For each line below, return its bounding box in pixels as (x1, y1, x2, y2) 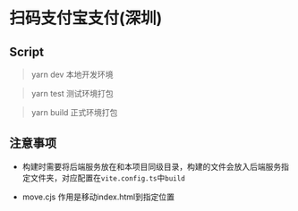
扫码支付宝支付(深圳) (9, 8, 163, 29)
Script (9, 44, 45, 59)
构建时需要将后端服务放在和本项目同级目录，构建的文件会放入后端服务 (21, 161, 282, 172)
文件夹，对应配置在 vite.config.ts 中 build (30, 172, 185, 183)
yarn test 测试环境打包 (30, 89, 114, 98)
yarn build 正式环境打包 (30, 107, 118, 117)
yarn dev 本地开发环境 (30, 69, 114, 80)
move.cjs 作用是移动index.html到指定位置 (21, 191, 175, 202)
